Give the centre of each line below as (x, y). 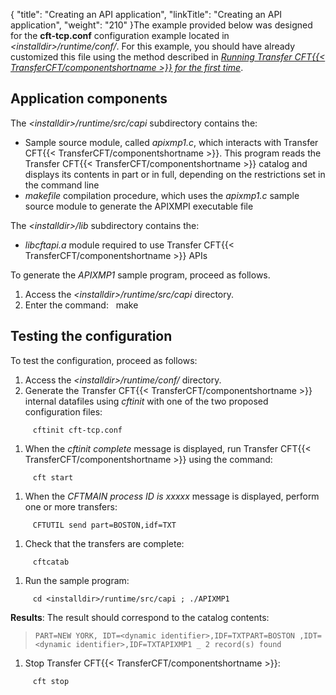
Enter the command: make (81, 305)
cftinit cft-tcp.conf (77, 430)
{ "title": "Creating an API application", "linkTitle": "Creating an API (146, 14)
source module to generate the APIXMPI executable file (139, 206)
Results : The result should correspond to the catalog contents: (140, 617)
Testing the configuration (91, 336)
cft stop (51, 681)
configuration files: (63, 411)
